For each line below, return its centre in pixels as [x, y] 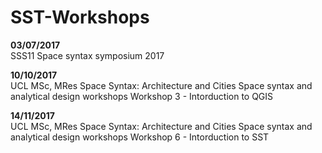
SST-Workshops [80, 17]
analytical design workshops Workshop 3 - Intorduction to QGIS [142, 96]
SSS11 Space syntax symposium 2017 [87, 55]
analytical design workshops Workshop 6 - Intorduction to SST [140, 137]
